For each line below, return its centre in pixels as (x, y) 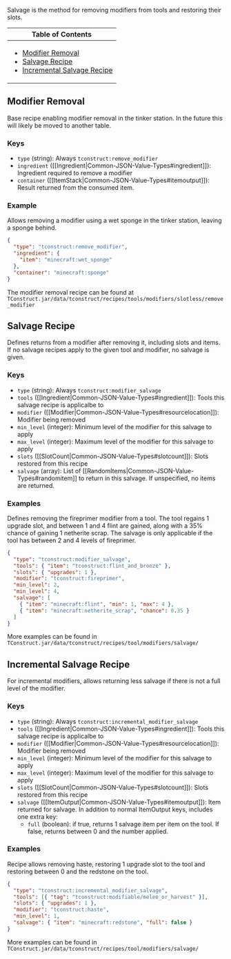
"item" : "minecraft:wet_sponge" (66, 260)
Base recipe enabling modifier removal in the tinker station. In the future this (115, 118)
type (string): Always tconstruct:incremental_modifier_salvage (108, 721)
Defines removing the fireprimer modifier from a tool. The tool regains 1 (108, 518)
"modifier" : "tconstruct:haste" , (61, 910)
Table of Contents (61, 34)
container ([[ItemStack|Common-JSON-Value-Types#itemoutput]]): (113, 180)
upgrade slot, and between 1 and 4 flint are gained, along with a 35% (105, 525)
